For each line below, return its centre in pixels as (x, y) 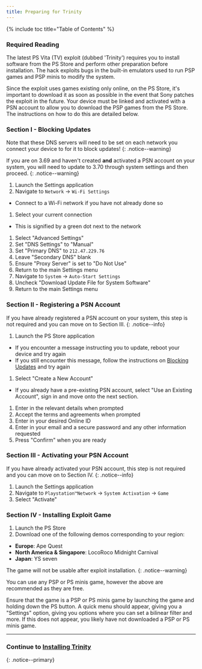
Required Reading (33, 44)
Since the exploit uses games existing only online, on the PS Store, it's (93, 88)
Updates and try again (42, 367)
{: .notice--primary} (31, 660)
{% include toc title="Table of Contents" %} (60, 29)
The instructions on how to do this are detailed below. (73, 114)
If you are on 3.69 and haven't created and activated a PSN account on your (101, 160)
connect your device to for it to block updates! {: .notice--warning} (89, 149)
